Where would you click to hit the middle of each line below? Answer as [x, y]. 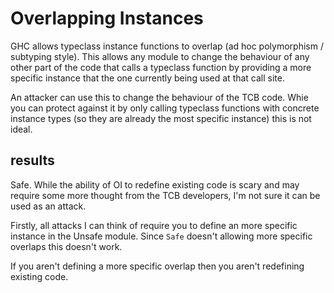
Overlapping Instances [107, 18]
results [32, 160]
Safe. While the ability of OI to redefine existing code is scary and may [155, 184]
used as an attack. [48, 206]
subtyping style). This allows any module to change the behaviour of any [160, 56]
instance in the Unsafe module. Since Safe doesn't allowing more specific [161, 236]
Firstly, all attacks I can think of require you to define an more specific [154, 225]
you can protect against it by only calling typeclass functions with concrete [165, 108]
